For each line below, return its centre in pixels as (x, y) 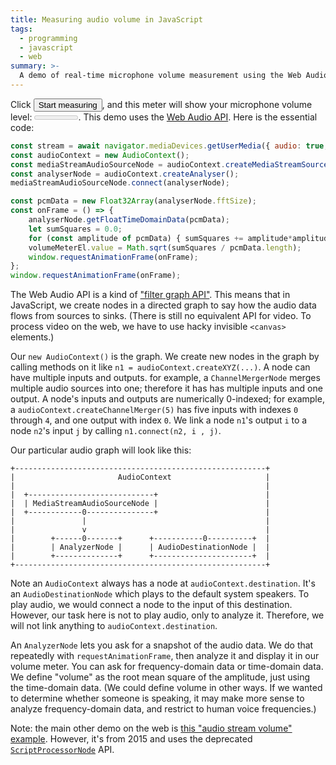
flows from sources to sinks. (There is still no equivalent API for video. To (161, 316)
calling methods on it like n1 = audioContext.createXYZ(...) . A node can (160, 367)
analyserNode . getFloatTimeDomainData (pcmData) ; (129, 220)
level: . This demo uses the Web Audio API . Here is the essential (164, 117)
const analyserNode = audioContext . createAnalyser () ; (125, 174)
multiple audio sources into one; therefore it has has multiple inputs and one (166, 388)
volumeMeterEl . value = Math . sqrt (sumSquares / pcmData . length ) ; (165, 247)
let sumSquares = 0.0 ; (75, 229)
